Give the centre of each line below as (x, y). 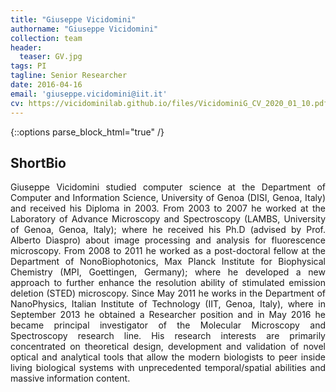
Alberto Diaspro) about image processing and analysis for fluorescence (168, 240)
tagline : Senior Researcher (69, 76)
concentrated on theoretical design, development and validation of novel (168, 347)
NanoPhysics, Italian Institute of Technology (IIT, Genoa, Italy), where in (168, 304)
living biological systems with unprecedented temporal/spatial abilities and (168, 368)
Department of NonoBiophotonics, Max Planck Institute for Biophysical (168, 262)
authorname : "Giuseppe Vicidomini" (84, 29)
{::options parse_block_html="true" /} (87, 132)
